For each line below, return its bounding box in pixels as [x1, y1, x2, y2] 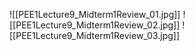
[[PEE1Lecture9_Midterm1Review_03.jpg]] [9, 30, 181, 41]
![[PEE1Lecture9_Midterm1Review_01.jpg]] [9, 9, 181, 20]
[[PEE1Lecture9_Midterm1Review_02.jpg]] [9, 19, 181, 31]
